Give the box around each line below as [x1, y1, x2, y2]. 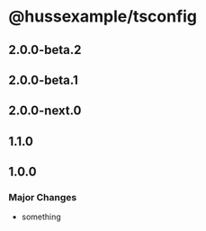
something [21, 211, 62, 222]
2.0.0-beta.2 [8, 42, 82, 58]
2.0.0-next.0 [8, 103, 82, 119]
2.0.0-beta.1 [8, 72, 78, 87]
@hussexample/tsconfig [8, 6, 198, 27]
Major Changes [8, 191, 77, 204]
